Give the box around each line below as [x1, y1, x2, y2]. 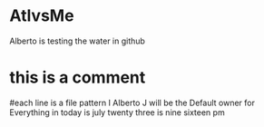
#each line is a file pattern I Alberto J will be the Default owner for [9, 97, 256, 108]
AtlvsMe [9, 5, 74, 26]
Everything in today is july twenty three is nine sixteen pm [9, 106, 225, 118]
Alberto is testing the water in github [9, 35, 145, 46]
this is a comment [9, 67, 146, 88]
